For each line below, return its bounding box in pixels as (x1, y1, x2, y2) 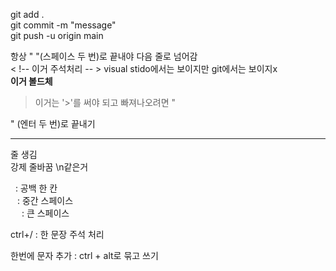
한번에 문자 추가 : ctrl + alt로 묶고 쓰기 (10, 250, 159, 261)
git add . (10, 9, 45, 20)
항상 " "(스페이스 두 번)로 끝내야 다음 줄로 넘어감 (10, 50, 198, 62)
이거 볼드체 (10, 75, 53, 87)
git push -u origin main (10, 30, 104, 41)
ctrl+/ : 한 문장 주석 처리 (10, 229, 105, 240)
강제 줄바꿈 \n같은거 (10, 161, 89, 173)
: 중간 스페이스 (16, 195, 74, 206)
